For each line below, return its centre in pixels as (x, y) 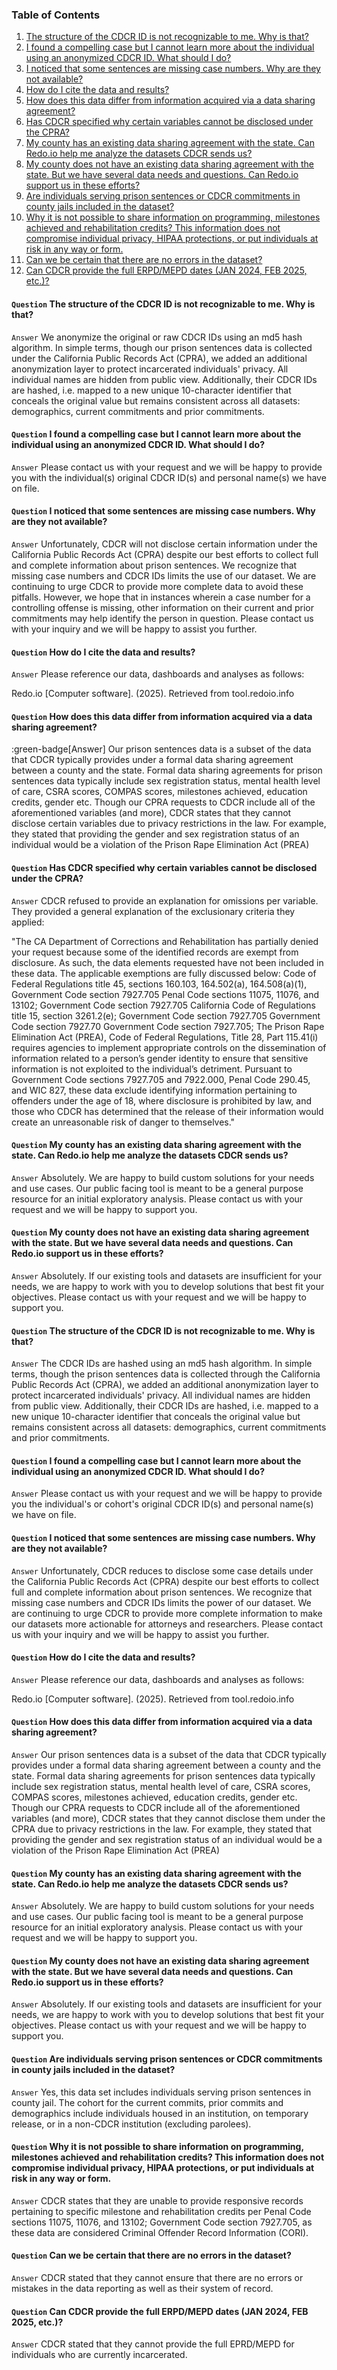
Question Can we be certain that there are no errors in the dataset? (151, 2255)
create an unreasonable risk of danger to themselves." (123, 1122)
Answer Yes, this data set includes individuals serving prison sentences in (161, 2092)
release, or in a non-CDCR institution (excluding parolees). (131, 2124)
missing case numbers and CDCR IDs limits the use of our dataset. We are (164, 575)
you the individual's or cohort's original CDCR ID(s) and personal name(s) (162, 1504)
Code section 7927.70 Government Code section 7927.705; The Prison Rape (168, 1026)
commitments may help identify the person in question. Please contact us (162, 618)
